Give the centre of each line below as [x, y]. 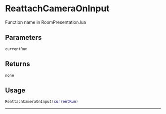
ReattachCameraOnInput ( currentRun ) [42, 102]
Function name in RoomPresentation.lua [46, 22]
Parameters [23, 38]
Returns [18, 64]
